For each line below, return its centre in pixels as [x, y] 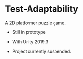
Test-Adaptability [42, 9]
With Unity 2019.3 [30, 42]
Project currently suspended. [41, 51]
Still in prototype [29, 32]
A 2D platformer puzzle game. [36, 23]
